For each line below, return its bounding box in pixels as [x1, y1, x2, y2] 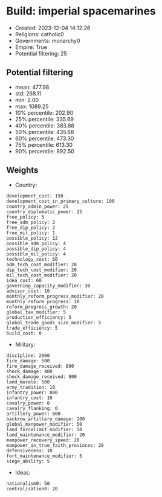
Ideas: [15, 469, 31, 476]
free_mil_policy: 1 [6, 229, 56, 236]
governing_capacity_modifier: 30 [6, 283, 91, 289]
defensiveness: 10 [6, 447, 53, 454]
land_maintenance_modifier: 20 [6, 432, 85, 438]
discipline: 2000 [6, 352, 50, 359]
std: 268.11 [15, 89, 41, 97]
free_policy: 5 [6, 214, 45, 220]
